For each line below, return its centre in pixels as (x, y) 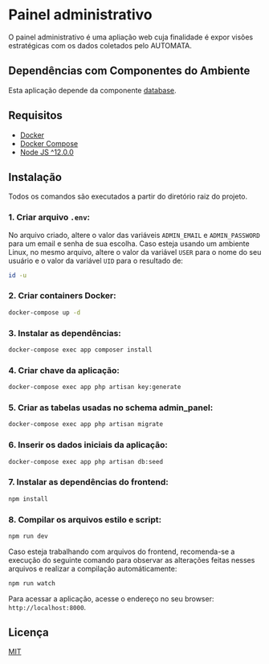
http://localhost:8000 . (47, 607)
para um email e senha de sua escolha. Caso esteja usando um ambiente (129, 244)
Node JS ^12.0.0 (47, 152)
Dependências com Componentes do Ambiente (129, 71)
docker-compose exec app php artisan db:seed (86, 461)
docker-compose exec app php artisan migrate (86, 424)
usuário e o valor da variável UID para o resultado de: (96, 260)
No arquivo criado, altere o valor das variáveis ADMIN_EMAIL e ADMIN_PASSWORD (134, 235)
